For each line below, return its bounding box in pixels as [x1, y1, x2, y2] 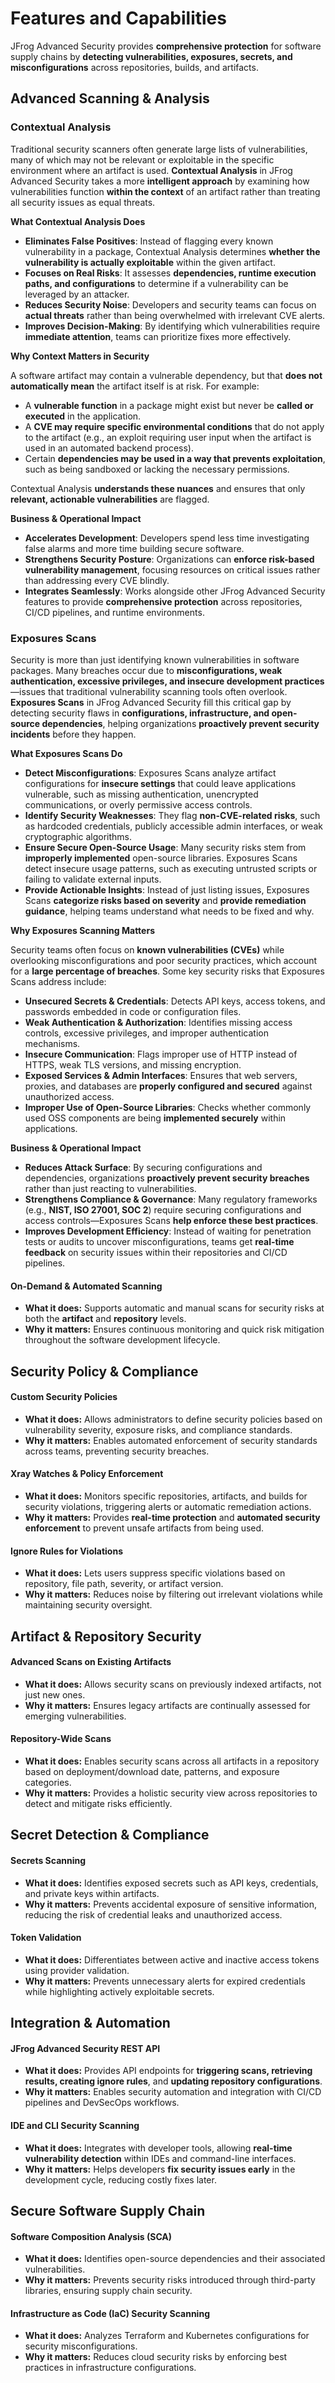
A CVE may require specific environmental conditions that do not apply [24, 420, 325, 432]
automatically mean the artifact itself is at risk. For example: [10, 380, 260, 392]
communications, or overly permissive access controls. [24, 798, 253, 811]
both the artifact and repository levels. [24, 1313, 187, 1325]
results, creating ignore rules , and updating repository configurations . [24, 2075, 323, 2087]
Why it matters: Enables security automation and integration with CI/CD [24, 2086, 322, 2098]
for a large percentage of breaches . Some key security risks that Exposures [10, 965, 325, 977]
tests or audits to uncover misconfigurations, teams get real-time [24, 1235, 295, 1247]
